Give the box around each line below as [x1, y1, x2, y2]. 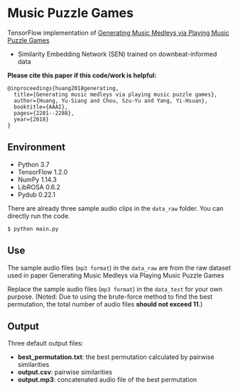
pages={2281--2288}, [13, 109, 75, 116]
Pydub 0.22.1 [17, 190, 55, 199]
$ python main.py [7, 225, 59, 232]
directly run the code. [7, 211, 70, 220]
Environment [7, 141, 66, 153]
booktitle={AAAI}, [13, 103, 69, 111]
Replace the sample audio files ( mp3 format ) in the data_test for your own [7, 285, 222, 293]
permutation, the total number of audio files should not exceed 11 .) [7, 299, 203, 308]
